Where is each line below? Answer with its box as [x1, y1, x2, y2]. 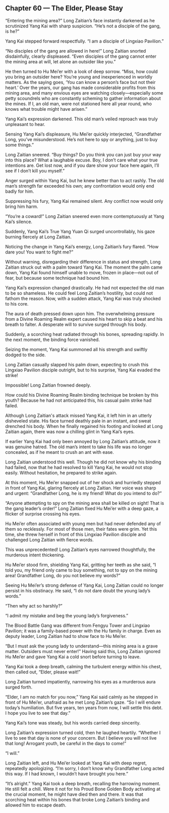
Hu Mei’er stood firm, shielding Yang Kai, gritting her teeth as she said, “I [5, 562, 156, 568]
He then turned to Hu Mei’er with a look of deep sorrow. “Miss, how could [5, 68, 158, 74]
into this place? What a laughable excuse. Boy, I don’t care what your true [5, 157, 158, 163]
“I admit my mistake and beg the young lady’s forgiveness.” [5, 612, 129, 619]
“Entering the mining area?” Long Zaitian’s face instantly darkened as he [5, 17, 155, 23]
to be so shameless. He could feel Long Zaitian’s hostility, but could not [5, 290, 153, 296]
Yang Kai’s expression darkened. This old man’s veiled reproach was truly [5, 116, 158, 122]
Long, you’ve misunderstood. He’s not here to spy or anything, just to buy [5, 136, 158, 142]
